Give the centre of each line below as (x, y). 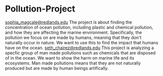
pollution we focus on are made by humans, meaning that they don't (73, 38)
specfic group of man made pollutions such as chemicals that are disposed (80, 53)
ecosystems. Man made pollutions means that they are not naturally (73, 63)
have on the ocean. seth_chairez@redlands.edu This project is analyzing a (80, 48)
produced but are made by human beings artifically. (57, 68)
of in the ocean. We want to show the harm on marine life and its (70, 58)
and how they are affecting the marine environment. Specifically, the (73, 32)
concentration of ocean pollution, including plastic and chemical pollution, (79, 27)
